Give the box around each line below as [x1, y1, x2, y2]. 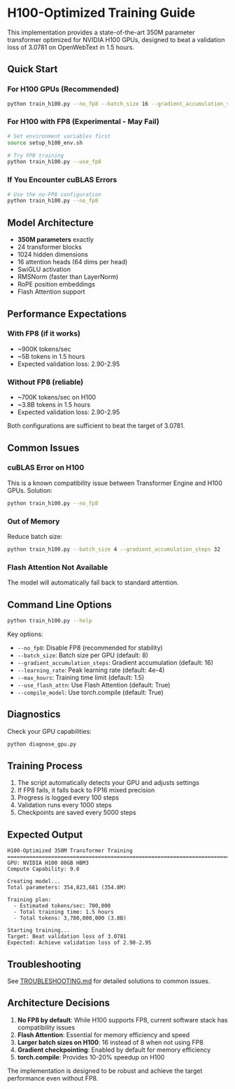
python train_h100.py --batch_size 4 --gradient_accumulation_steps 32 [7, 546, 220, 553]
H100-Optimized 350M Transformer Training [7, 847, 133, 854]
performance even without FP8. [7, 1074, 99, 1082]
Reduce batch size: [7, 533, 63, 540]
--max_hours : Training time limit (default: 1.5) [17, 673, 145, 681]
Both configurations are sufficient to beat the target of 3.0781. [7, 422, 185, 430]
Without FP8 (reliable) [7, 377, 84, 387]
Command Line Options [7, 598, 112, 610]
